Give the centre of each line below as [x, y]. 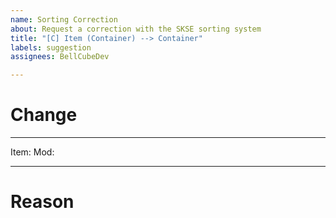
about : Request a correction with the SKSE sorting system [136, 29]
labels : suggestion [51, 47]
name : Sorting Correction [64, 19]
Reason [42, 202]
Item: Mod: [32, 152]
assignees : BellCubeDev [60, 57]
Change [44, 115]
